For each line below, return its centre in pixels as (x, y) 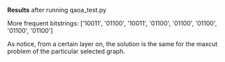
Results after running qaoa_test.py (57, 10)
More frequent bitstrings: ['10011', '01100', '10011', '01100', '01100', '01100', (112, 23)
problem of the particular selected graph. (66, 51)
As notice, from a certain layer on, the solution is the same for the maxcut (113, 44)
